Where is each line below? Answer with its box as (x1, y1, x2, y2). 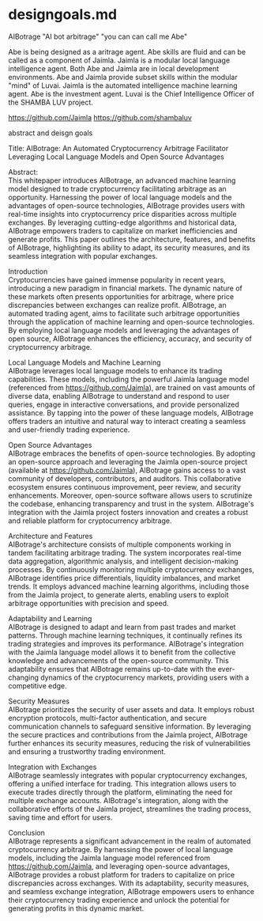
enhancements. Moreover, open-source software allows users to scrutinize (8, 491, 253, 500)
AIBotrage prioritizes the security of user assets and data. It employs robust (8, 704, 255, 714)
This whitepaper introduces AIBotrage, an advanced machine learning (8, 176, 236, 185)
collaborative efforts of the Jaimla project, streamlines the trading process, (8, 804, 251, 813)
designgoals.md (8, 6, 117, 24)
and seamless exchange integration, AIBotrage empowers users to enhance (8, 886, 255, 896)
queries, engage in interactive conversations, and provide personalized (8, 400, 239, 409)
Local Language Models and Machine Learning (8, 358, 161, 367)
